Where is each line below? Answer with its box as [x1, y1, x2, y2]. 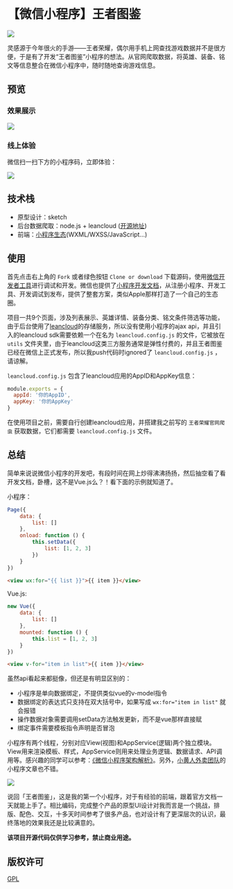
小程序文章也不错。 [7, 764, 62, 773]
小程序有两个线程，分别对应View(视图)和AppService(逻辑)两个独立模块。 [7, 739, 216, 747]
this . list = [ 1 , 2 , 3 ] [32, 635, 98, 642]
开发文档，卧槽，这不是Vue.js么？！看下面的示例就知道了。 [7, 477, 177, 486]
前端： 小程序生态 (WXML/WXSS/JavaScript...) [17, 230, 148, 239]
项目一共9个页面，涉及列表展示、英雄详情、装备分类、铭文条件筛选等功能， [7, 313, 224, 321]
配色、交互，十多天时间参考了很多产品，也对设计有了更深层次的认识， [19, 810, 220, 818]
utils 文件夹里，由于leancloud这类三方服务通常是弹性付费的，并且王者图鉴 [7, 339, 223, 348]
